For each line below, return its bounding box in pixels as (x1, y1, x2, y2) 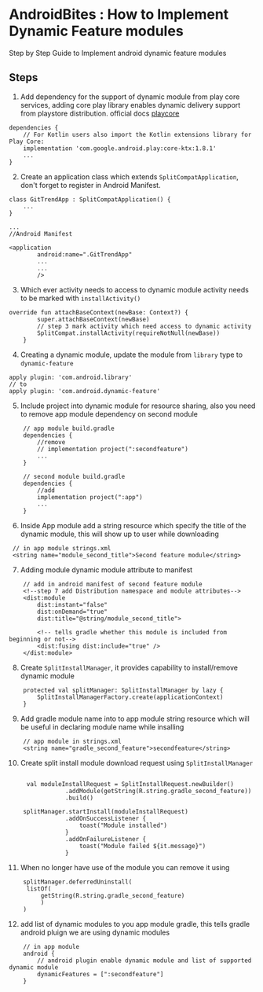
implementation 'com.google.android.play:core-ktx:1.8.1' (23, 144, 217, 152)
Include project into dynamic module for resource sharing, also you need (20, 401, 256, 410)
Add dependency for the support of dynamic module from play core (20, 92, 240, 101)
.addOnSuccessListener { (64, 814, 147, 822)
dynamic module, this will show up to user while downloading (20, 529, 219, 538)
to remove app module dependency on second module (20, 409, 199, 418)
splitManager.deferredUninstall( (23, 878, 133, 886)
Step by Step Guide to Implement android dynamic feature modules (9, 48, 227, 57)
